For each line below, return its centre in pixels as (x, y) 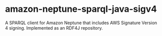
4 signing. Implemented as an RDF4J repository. (54, 28)
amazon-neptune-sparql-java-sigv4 (81, 9)
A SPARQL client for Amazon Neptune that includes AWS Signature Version (81, 23)
